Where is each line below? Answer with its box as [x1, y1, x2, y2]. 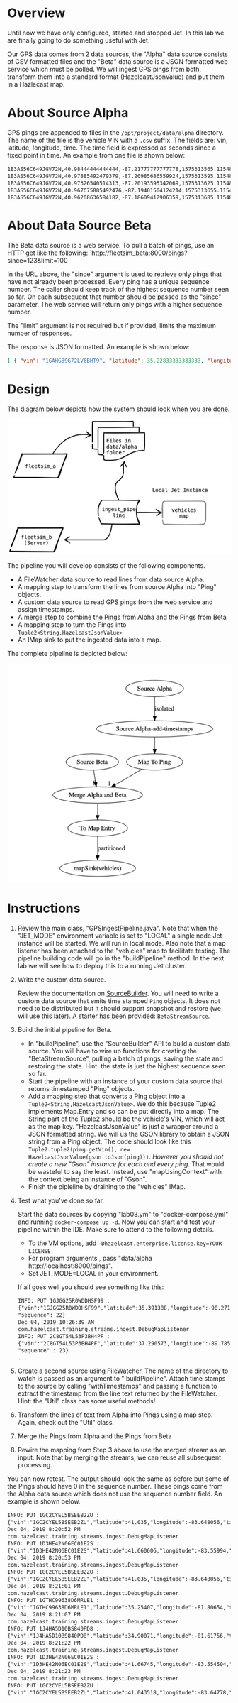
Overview [7, 5, 66, 21]
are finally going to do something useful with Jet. [7, 35, 150, 44]
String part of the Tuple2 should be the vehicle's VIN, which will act [28, 1115, 225, 1123]
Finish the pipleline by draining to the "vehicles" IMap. [28, 1182, 186, 1190]
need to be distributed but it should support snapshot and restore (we [17, 1004, 222, 1012]
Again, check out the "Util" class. [17, 1418, 115, 1426]
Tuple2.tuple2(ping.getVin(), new [28, 1146, 130, 1153]
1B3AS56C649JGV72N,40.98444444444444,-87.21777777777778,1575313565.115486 [7, 165, 236, 173]
